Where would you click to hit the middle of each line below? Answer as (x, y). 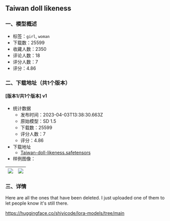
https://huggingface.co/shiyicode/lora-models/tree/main (65, 213)
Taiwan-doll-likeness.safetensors (56, 152)
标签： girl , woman (31, 36)
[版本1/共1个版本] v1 (26, 96)
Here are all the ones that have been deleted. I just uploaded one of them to (85, 198)
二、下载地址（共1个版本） (38, 83)
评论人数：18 (26, 55)
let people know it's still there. (37, 203)
